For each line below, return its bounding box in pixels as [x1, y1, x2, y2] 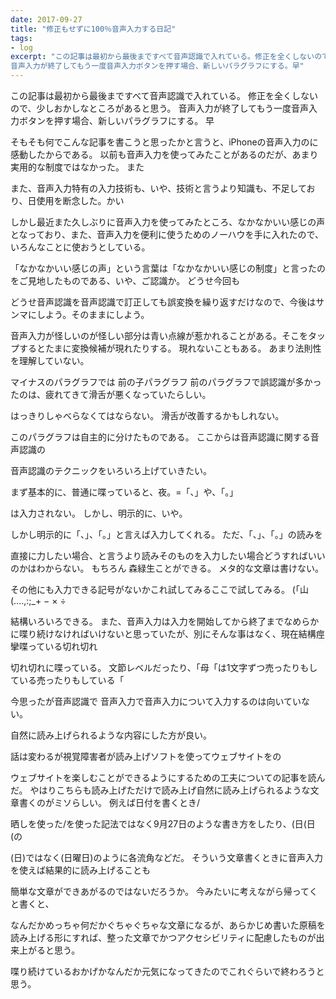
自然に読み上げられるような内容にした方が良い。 [10, 729, 212, 741]
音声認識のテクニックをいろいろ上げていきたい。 [10, 465, 212, 476]
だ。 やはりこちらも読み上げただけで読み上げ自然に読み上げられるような [10, 784, 311, 796]
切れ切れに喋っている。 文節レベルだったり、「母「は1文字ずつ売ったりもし [10, 662, 318, 673]
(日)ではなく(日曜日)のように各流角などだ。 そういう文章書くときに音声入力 [10, 852, 323, 863]
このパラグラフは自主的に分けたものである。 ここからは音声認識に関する [10, 431, 311, 443]
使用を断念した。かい [36, 195, 125, 206]
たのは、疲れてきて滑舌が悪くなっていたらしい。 [10, 389, 212, 400]
